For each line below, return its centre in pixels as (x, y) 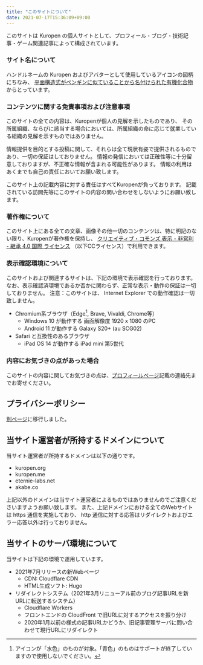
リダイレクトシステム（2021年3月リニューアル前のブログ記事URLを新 (102, 594)
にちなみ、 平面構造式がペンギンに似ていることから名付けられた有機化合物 (100, 82)
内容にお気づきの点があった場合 (53, 361)
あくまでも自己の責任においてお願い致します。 (64, 172)
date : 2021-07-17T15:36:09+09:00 (48, 18)
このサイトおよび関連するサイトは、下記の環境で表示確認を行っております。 (101, 277)
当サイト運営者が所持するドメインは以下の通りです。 (72, 456)
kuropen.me (30, 475)
